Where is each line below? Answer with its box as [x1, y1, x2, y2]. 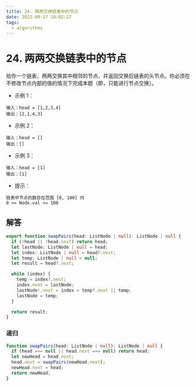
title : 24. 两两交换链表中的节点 [6, 8, 79, 15]
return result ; [11, 309, 48, 315]
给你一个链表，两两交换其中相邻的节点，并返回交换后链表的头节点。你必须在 [6, 73, 190, 80]
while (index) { [11, 271, 51, 277]
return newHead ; [11, 370, 51, 376]
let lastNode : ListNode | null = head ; [11, 244, 108, 250]
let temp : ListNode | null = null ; [11, 255, 98, 261]
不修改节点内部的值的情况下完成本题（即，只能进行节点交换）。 [6, 80, 157, 87]
